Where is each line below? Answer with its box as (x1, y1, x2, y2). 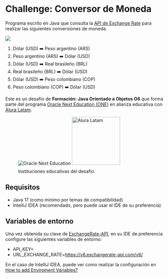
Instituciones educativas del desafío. (18, 168, 96, 174)
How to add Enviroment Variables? (5, 267, 78, 273)
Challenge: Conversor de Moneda (5, 3, 152, 15)
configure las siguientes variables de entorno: (5, 236, 102, 242)
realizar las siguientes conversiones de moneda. (5, 25, 108, 31)
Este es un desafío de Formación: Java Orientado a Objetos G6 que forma (5, 95, 163, 102)
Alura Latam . (5, 106, 32, 113)
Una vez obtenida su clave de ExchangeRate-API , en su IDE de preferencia (5, 230, 163, 236)
